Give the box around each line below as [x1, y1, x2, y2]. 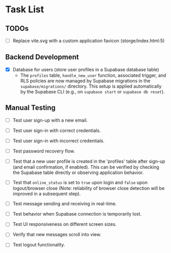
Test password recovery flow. [12, 148, 75, 154]
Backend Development [5, 53, 79, 62]
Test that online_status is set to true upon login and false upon [12, 180, 148, 186]
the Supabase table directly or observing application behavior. [12, 169, 144, 176]
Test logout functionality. [12, 242, 65, 248]
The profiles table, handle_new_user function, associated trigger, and [20, 72, 166, 78]
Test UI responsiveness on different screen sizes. [12, 221, 117, 227]
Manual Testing [5, 104, 56, 112]
